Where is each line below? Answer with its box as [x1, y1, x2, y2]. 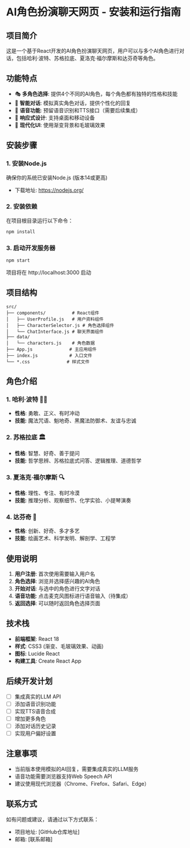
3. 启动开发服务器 [6, 243, 56, 252]
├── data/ [6, 333, 31, 340]
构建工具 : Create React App [14, 657, 82, 665]
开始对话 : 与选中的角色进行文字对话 [14, 585, 101, 592]
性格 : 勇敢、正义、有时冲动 [14, 410, 80, 417]
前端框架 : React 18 [14, 635, 59, 642]
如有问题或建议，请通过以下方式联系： [6, 816, 99, 823]
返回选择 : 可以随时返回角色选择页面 [14, 600, 101, 607]
